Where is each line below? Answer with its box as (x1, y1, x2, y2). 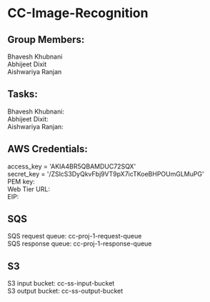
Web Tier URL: (7, 184, 50, 193)
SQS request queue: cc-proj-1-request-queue (7, 232, 142, 241)
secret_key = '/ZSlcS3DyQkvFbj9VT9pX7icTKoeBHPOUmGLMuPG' (7, 169, 205, 178)
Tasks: (7, 88, 38, 101)
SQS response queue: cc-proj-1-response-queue (7, 239, 152, 248)
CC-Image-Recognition (7, 5, 149, 21)
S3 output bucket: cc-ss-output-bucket (7, 287, 124, 296)
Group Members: (7, 34, 85, 46)
